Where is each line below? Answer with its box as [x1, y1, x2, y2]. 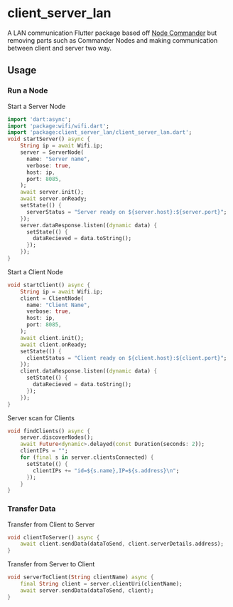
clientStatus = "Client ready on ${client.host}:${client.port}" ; [26, 354, 227, 361]
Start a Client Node [7, 267, 63, 276]
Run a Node [7, 85, 48, 95]
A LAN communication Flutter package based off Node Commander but [7, 28, 217, 37]
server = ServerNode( [20, 149, 84, 156]
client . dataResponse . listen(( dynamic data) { [20, 368, 158, 375]
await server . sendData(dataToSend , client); [20, 586, 154, 594]
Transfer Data [7, 504, 56, 514]
